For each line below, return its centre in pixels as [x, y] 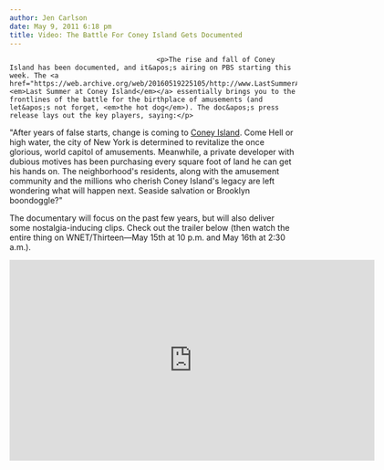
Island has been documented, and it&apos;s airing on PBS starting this [150, 68]
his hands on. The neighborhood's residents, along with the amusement [145, 172]
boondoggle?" [36, 201]
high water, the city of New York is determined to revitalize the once [137, 142]
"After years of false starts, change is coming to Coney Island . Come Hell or [151, 132]
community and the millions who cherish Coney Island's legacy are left [142, 181]
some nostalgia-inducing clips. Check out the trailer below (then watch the [150, 228]
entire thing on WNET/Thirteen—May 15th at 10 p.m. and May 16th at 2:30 [147, 237]
